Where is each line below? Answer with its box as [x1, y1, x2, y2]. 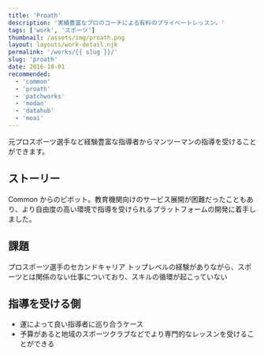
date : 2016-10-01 [8, 63, 65, 71]
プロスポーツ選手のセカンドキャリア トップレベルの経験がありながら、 [8, 262, 238, 271]
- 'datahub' [15, 107, 55, 115]
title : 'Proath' [8, 11, 61, 20]
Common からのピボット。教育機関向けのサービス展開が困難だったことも [8, 194, 247, 204]
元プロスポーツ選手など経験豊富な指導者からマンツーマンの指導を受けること [8, 136, 257, 146]
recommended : [8, 70, 51, 78]
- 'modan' [15, 99, 47, 107]
